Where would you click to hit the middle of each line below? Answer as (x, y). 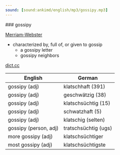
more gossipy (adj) (31, 136)
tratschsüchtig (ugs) (88, 128)
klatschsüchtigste (84, 145)
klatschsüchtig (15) (87, 103)
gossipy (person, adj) (33, 128)
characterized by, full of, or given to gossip (57, 45)
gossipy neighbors (40, 55)
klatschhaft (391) (84, 86)
